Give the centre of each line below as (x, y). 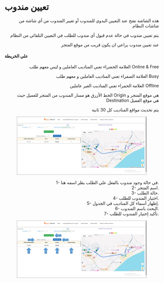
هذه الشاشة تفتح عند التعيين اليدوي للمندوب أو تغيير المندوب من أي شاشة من (89, 21)
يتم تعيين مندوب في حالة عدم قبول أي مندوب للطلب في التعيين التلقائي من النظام (84, 35)
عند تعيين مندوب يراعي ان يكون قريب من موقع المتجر (110, 44)
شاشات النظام (146, 25)
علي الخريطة (16, 56)
